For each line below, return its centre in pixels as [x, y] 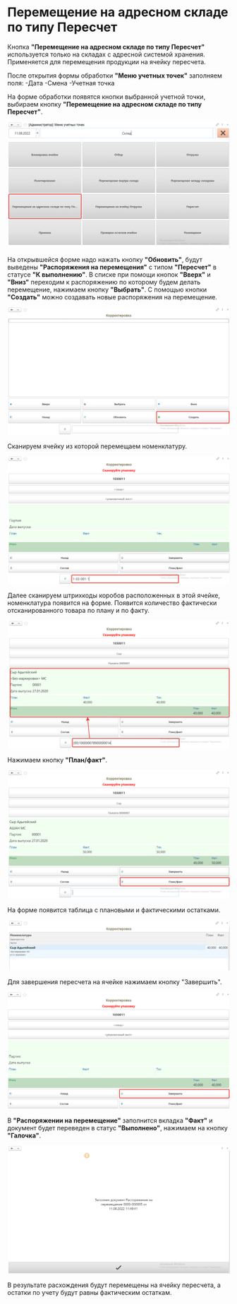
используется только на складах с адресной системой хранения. [106, 54]
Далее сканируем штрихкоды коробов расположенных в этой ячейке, [114, 596]
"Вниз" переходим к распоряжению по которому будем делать [104, 282]
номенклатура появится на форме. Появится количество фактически [112, 603]
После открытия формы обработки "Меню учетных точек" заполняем [115, 76]
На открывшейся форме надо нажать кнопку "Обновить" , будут [105, 259]
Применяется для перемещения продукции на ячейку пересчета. [107, 61]
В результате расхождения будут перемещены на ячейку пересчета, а [114, 1285]
